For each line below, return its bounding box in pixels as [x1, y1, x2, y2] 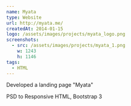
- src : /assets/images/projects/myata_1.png [11, 43, 126, 49]
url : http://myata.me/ [6, 20, 63, 26]
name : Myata [6, 8, 36, 15]
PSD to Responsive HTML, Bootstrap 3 [6, 93, 103, 100]
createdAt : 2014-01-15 [6, 25, 63, 32]
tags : [6, 59, 20, 65]
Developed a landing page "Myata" [6, 81, 94, 89]
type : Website [6, 14, 42, 20]
